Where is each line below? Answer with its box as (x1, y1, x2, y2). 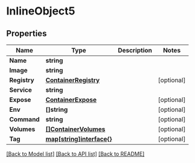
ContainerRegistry (45, 76, 100, 84)
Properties (6, 28, 47, 39)
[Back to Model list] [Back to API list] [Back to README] (6, 150, 145, 158)
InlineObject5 (6, 4, 75, 18)
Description (117, 46, 153, 54)
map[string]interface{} (45, 135, 112, 143)
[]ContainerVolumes (45, 125, 106, 133)
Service (9, 86, 32, 94)
